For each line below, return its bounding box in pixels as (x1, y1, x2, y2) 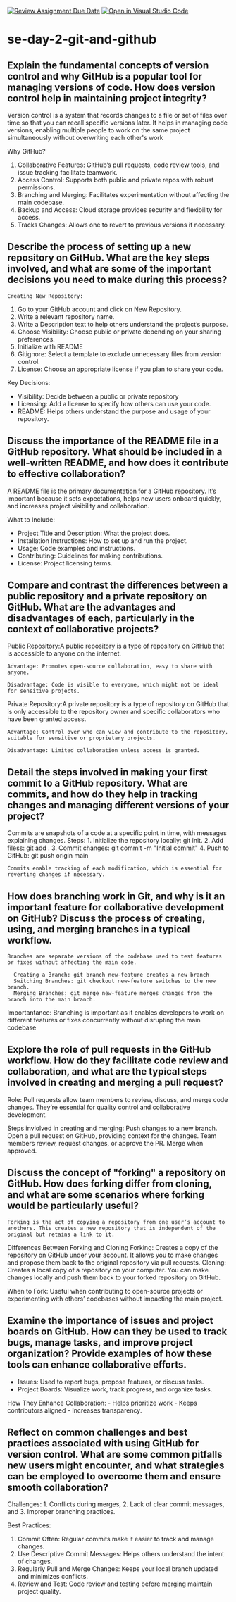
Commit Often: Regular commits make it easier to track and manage (17, 1535, 215, 1544)
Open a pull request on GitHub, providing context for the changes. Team (7, 1131, 217, 1140)
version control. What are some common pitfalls (7, 1448, 223, 1460)
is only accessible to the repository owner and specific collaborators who (7, 708, 221, 716)
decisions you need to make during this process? (7, 274, 228, 286)
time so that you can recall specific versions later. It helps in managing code (7, 118, 228, 127)
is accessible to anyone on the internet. (7, 649, 122, 658)
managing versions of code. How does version (7, 81, 216, 93)
